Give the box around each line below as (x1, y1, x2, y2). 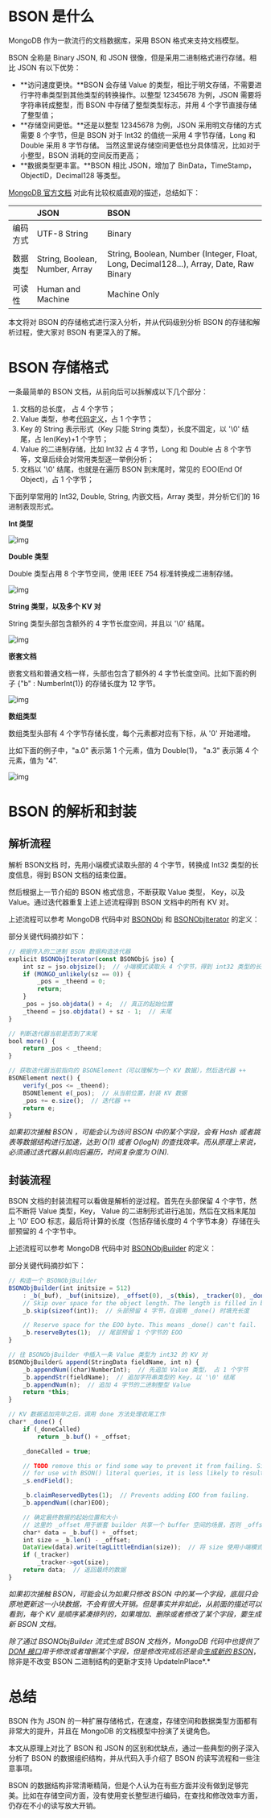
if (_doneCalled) (23, 1425, 81, 1433)
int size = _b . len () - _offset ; (23, 1536, 131, 1544)
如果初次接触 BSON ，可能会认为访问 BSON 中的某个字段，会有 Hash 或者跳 (8, 1127, 261, 1137)
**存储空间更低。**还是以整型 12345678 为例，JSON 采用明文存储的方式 (19, 120, 262, 130)
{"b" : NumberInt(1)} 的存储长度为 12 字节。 (17, 678, 161, 688)
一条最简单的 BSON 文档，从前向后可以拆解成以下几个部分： (8, 386, 209, 396)
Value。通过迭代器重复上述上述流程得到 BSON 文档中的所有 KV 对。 (8, 897, 233, 907)
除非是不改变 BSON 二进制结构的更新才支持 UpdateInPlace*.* (8, 1656, 211, 1666)
